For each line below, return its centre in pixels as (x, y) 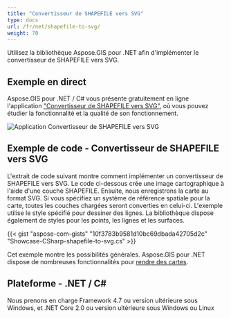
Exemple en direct (47, 81)
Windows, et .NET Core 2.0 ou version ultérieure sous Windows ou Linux (111, 308)
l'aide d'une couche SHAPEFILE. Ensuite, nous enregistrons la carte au (108, 191)
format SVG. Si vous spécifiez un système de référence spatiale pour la (109, 198)
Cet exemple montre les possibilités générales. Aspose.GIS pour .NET (106, 255)
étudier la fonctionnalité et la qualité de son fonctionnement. (93, 113)
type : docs (23, 20)
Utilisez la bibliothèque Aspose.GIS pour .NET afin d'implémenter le (103, 53)
